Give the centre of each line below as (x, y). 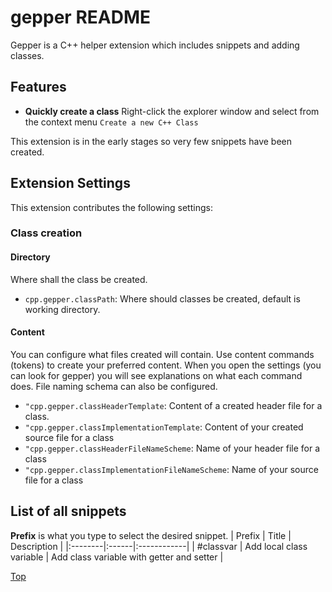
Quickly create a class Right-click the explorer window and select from (172, 111)
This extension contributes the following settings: (111, 207)
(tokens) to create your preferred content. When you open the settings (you (166, 365)
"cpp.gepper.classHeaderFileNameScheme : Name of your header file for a (172, 448)
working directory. (62, 309)
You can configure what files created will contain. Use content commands (162, 354)
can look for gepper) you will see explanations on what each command (156, 375)
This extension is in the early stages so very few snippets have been (151, 141)
